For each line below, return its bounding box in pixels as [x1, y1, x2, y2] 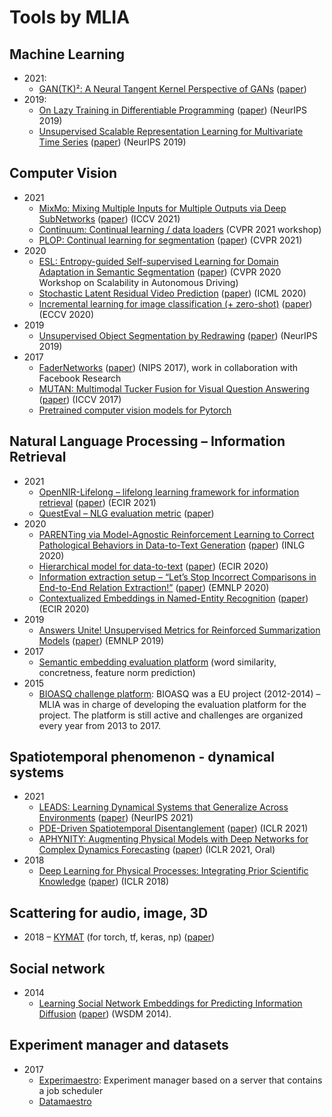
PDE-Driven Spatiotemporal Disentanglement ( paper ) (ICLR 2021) [38, 822, 309, 835]
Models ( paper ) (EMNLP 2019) [38, 634, 165, 646]
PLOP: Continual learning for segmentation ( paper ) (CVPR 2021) [38, 234, 303, 246]
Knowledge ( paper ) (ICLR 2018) [38, 876, 170, 888]
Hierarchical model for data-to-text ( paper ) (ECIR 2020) [38, 560, 269, 572]
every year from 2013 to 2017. [38, 719, 162, 731]
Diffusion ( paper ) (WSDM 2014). [38, 1008, 172, 1020]
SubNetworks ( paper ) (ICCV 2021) [38, 212, 181, 225]
